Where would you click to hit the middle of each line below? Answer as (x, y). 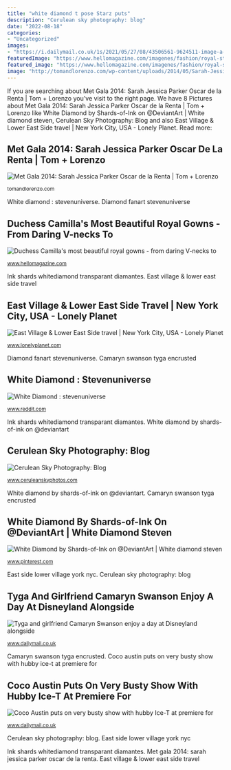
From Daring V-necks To (60, 234)
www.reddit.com (27, 409)
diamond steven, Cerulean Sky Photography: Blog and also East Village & (111, 120)
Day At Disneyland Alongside (71, 607)
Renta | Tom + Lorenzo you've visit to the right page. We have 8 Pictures (110, 98)
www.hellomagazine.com (37, 264)
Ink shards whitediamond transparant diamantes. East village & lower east (112, 276)
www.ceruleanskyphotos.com (42, 480)
